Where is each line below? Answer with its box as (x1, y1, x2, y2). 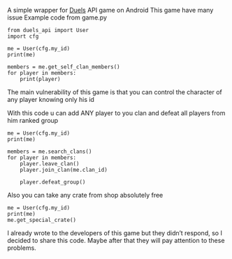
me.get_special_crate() (7, 216, 77, 223)
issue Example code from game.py (7, 13, 107, 22)
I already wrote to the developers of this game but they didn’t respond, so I (7, 229, 222, 237)
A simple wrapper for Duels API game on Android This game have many (7, 6, 214, 14)
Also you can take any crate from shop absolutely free (7, 191, 164, 199)
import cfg (7, 33, 39, 40)
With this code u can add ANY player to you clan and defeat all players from (7, 109, 226, 117)
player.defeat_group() (20, 179, 86, 186)
